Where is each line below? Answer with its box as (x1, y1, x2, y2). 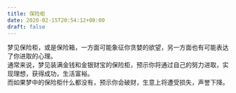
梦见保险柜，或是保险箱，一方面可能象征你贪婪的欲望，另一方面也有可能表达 (7, 43, 229, 52)
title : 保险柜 (7, 10, 46, 17)
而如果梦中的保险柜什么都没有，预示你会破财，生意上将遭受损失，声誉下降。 (7, 78, 229, 87)
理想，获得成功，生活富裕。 (13, 69, 93, 78)
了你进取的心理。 (7, 52, 57, 60)
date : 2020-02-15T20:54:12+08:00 (7, 17, 105, 24)
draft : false (7, 23, 46, 30)
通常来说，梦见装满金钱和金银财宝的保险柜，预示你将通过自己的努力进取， (7, 61, 223, 69)
